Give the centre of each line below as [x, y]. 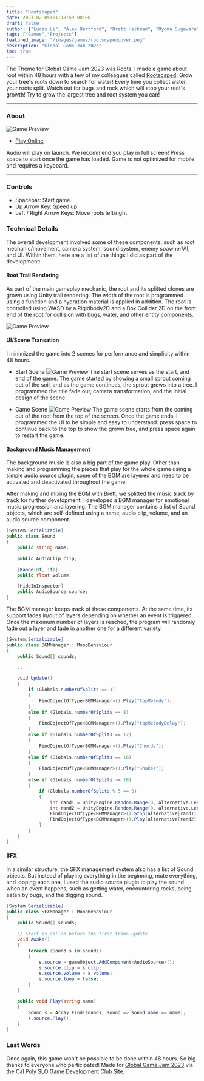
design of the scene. [41, 398]
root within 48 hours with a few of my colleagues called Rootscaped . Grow [100, 75]
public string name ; [43, 547]
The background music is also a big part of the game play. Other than [93, 463]
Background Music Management [48, 449]
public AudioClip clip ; [47, 558]
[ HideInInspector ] [40, 586]
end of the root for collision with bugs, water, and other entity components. [100, 314]
